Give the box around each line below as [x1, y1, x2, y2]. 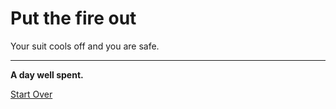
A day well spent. [10, 68, 84, 81]
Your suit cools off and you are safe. [10, 40, 160, 52]
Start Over [10, 88, 53, 100]
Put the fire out [10, 7, 137, 30]
